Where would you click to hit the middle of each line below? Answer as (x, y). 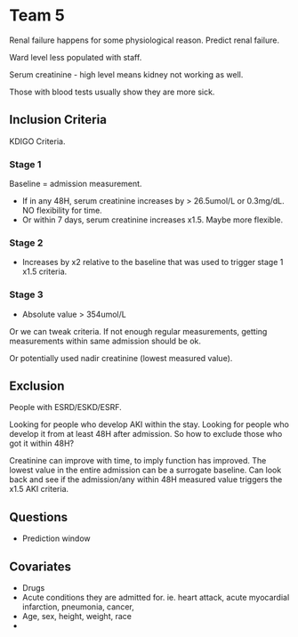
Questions (39, 517)
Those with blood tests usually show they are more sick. (112, 92)
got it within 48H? (41, 443)
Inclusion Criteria (58, 120)
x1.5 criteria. (44, 271)
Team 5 (37, 16)
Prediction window (56, 538)
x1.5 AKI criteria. (39, 489)
